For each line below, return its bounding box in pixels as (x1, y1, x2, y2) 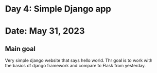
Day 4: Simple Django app (5, 3, 111, 15)
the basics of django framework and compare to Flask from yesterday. (5, 63, 146, 69)
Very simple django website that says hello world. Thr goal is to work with (5, 58, 153, 63)
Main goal (5, 44, 35, 53)
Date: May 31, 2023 (5, 26, 85, 37)
